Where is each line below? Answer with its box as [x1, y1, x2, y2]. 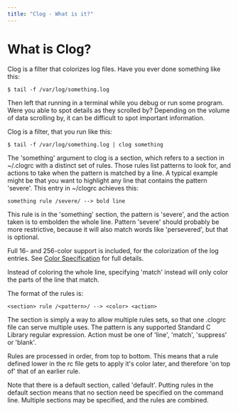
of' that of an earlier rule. [7, 367, 80, 375]
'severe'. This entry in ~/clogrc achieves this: [7, 183, 139, 192]
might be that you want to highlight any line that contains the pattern [7, 176, 207, 185]
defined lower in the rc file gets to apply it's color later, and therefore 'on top [7, 359, 231, 368]
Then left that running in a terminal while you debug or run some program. [7, 98, 225, 107]
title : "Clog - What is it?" [7, 10, 94, 18]
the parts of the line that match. [7, 275, 99, 284]
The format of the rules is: [7, 289, 84, 297]
